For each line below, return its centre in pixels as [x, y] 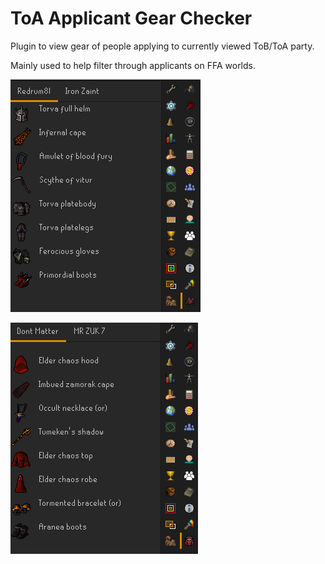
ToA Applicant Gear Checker [131, 18]
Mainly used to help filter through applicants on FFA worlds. [133, 65]
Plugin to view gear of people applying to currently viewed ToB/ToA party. [162, 46]
